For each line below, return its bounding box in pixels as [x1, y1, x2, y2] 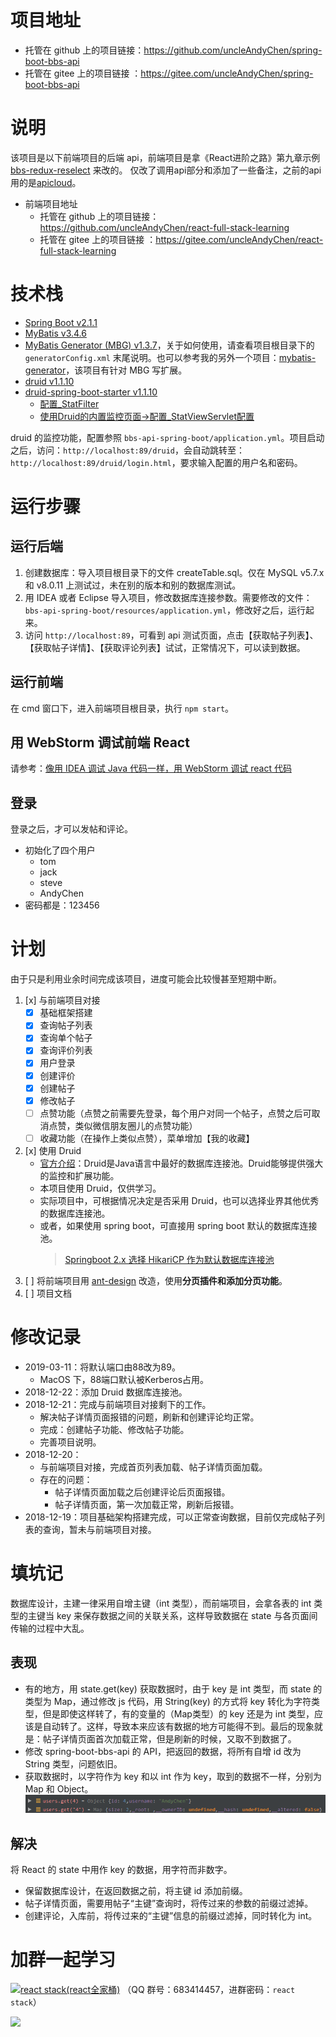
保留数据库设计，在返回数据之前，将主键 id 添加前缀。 [24, 1885, 248, 1897]
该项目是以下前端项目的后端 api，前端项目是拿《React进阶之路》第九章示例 [10, 151, 321, 163]
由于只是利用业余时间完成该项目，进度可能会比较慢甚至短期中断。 [10, 973, 282, 985]
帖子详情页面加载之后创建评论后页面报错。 [54, 1486, 231, 1498]
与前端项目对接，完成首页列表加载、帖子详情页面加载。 [39, 1461, 268, 1473]
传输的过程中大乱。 [10, 1622, 90, 1634]
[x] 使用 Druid [24, 1144, 82, 1156]
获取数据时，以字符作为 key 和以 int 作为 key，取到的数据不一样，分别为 [24, 1770, 322, 1782]
